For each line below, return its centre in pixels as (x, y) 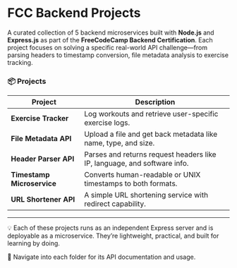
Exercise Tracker (40, 118)
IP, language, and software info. (136, 164)
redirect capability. (115, 204)
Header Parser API (43, 159)
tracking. (20, 62)
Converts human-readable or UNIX (142, 175)
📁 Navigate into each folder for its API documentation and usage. (102, 257)
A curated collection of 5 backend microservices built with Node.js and (111, 32)
